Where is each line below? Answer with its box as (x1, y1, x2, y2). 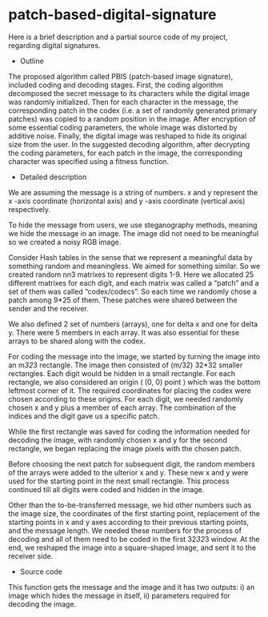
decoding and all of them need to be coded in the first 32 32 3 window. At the (8, 534, 260, 543)
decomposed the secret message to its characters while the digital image (8, 88, 250, 98)
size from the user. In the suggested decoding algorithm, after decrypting (8, 139, 250, 149)
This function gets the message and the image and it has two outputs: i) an (8, 582, 255, 591)
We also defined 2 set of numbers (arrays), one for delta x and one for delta (8, 319, 258, 329)
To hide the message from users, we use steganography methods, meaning (8, 220, 258, 230)
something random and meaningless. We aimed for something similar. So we (8, 261, 261, 270)
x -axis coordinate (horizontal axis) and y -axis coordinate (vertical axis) (8, 196, 246, 206)
